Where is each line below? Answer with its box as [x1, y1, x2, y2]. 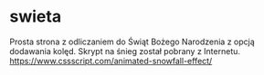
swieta [9, 6, 62, 27]
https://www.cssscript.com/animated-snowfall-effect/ [9, 55, 213, 66]
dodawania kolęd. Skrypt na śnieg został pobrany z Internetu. [9, 45, 240, 56]
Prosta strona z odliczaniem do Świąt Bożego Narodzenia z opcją [9, 36, 256, 47]
